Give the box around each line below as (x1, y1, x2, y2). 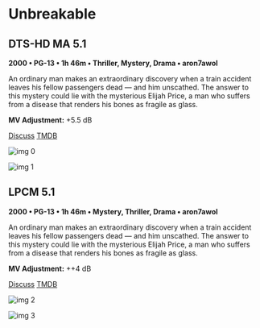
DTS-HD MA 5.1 (8, 37, 87, 51)
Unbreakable (8, 5, 97, 23)
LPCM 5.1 (8, 185, 56, 199)
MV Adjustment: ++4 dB (8, 264, 92, 273)
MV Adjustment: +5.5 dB (8, 115, 93, 125)
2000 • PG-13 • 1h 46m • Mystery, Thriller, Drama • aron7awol (8, 206, 219, 216)
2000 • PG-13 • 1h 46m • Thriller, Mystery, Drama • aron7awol (8, 58, 219, 68)
